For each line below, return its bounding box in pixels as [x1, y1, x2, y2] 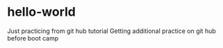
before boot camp [7, 34, 59, 42]
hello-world [7, 4, 76, 20]
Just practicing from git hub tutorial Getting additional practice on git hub [7, 27, 217, 35]
